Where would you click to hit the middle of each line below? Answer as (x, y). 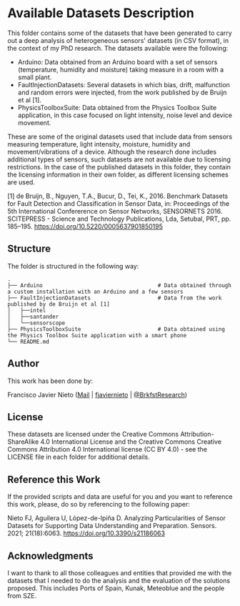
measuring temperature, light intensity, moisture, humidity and (99, 144)
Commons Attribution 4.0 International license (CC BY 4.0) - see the (107, 449)
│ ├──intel (27, 310)
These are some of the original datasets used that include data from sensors (120, 136)
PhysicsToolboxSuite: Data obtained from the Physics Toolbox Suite (117, 107)
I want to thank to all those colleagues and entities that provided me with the (120, 573)
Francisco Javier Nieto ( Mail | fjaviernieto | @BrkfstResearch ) (97, 394)
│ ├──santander (33, 317)
